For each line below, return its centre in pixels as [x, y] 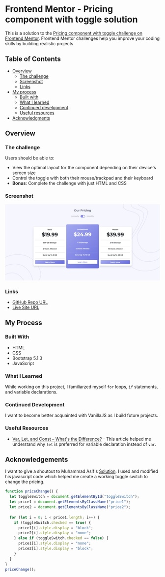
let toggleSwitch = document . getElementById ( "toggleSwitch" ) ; [74, 497]
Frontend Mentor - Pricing [59, 9]
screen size [24, 173]
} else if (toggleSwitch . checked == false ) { [61, 538]
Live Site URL [26, 307]
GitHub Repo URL [30, 302]
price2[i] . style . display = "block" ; [55, 549]
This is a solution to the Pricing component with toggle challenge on [74, 33]
